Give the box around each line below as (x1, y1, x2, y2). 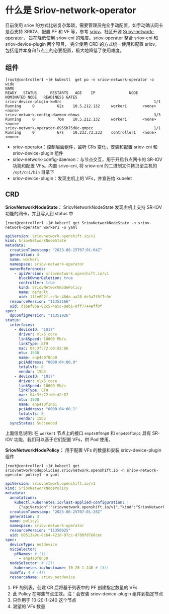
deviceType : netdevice (10, 542, 57, 547)
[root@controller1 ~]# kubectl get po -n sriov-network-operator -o (5, 77, 154, 82)
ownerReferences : (10, 266, 46, 272)
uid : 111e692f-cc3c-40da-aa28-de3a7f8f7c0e (18, 294, 112, 299)
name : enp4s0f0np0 (18, 355, 57, 360)
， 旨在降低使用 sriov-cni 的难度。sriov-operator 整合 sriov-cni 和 (23, 35, 158, 41)
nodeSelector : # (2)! (10, 561, 55, 566)
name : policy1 (10, 518, 39, 523)
